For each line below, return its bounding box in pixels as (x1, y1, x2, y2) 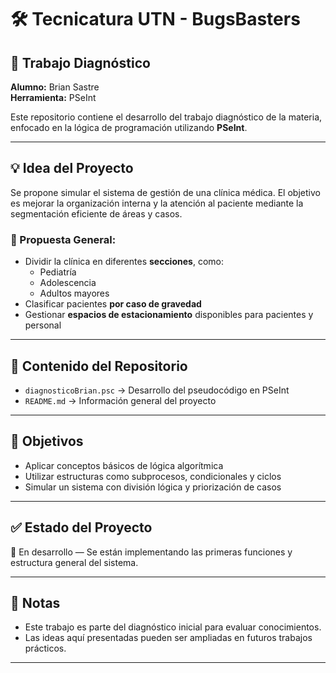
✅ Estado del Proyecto (10, 519, 153, 536)
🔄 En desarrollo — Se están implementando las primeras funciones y (10, 546, 293, 558)
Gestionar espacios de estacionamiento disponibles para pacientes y (24, 309, 314, 321)
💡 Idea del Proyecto (10, 160, 134, 177)
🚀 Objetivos (10, 433, 84, 450)
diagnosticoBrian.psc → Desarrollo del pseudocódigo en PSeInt (24, 384, 290, 396)
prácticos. (24, 642, 67, 655)
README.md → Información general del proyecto (24, 394, 217, 406)
